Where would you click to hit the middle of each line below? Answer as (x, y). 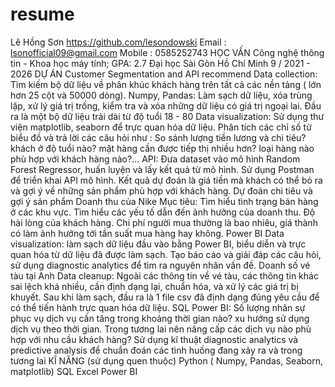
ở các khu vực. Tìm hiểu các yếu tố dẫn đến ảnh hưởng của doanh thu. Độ (163, 212)
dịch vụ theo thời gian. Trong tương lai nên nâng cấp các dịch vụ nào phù (161, 329)
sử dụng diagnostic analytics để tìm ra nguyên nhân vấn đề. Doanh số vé (160, 265)
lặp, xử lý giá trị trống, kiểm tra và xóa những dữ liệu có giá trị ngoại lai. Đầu (166, 105)
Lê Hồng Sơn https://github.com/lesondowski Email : (118, 42)
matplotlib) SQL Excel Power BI (74, 371)
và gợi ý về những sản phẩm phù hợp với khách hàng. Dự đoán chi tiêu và (161, 190)
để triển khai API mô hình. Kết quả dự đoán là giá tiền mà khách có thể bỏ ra (166, 180)
